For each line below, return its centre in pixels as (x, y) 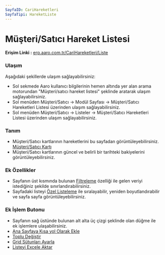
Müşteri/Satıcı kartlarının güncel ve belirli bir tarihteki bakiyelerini (79, 152)
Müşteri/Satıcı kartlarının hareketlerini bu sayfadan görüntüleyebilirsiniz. (85, 142)
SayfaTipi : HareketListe (31, 14)
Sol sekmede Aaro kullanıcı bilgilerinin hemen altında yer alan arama (82, 86)
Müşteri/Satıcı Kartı (32, 147)
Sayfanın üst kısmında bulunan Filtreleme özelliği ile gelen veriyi (77, 181)
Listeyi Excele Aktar (32, 247)
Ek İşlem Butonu (25, 210)
